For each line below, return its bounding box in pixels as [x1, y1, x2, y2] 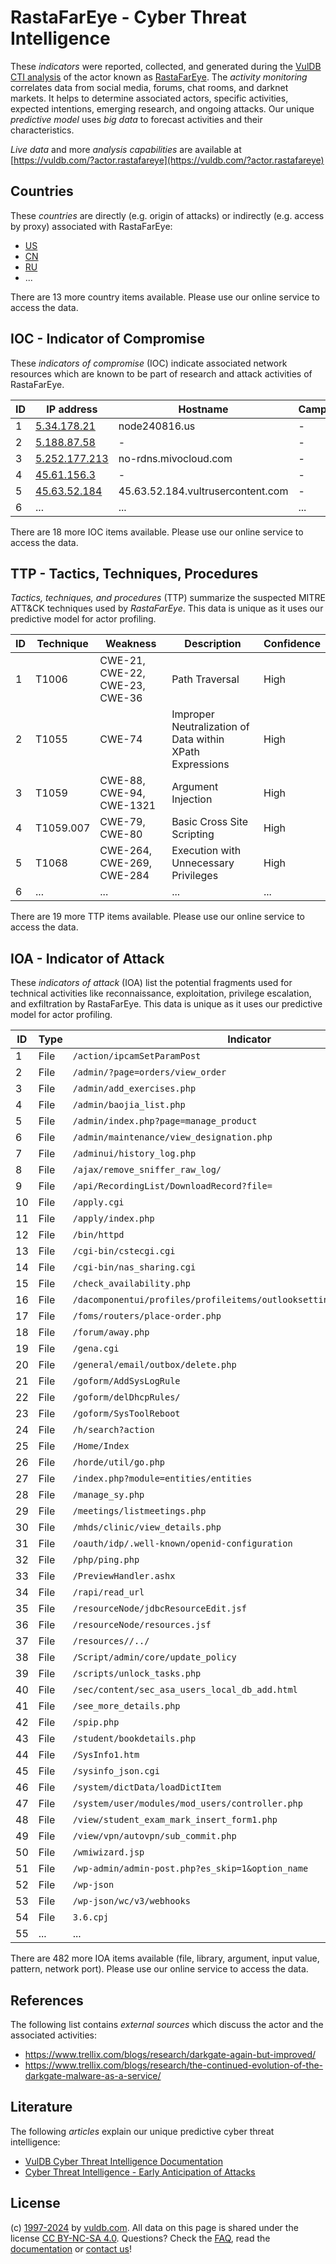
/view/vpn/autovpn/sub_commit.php [72, 1831, 237, 1842]
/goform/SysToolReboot [72, 1408, 181, 1420]
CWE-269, [99, 856, 153, 870]
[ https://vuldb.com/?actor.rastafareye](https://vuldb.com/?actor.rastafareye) [10, 154, 325, 166]
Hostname [178, 402, 229, 416]
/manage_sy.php [72, 1489, 145, 1501]
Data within [171, 732, 225, 746]
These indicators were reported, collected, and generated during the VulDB [10, 60, 322, 72]
